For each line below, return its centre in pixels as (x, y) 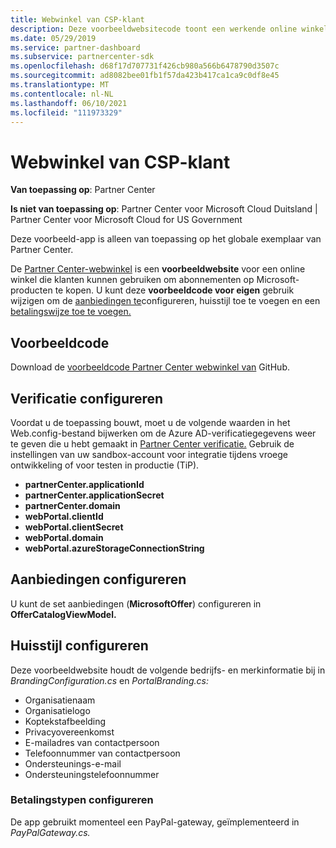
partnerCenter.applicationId (84, 484)
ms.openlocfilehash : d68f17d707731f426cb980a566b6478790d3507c (145, 66)
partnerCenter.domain (72, 505)
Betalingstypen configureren (82, 800)
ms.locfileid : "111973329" (66, 112)
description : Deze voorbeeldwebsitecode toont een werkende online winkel (169, 29)
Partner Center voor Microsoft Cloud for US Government (126, 220)
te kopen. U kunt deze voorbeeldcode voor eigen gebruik (174, 290)
